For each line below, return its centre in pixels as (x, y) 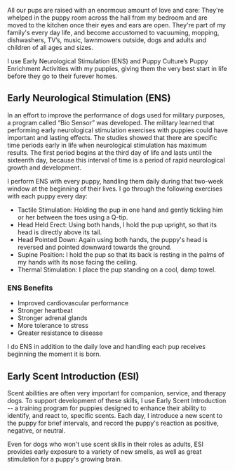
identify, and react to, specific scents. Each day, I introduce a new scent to (115, 415)
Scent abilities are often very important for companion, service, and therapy (117, 393)
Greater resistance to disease (60, 333)
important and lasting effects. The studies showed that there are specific (112, 137)
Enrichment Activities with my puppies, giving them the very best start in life (117, 69)
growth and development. (45, 167)
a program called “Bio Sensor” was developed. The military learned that (111, 122)
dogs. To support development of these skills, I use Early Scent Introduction (117, 400)
